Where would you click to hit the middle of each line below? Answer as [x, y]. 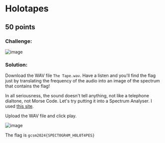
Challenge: [19, 41]
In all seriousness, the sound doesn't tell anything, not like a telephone [77, 96]
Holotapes [27, 9]
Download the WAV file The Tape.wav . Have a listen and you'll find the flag [81, 75]
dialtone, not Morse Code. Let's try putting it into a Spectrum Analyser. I [79, 101]
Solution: [16, 65]
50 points [20, 27]
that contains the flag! [28, 86]
